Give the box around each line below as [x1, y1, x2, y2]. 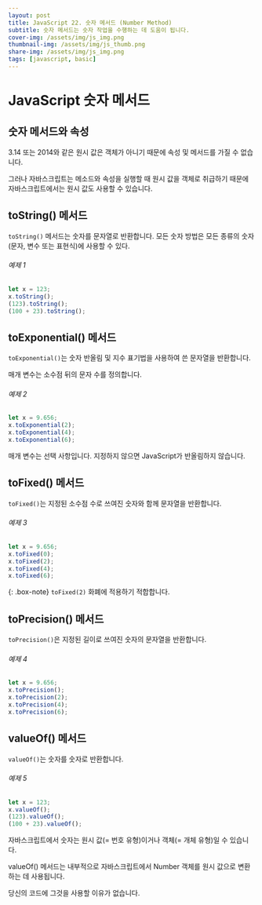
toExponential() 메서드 [8, 330, 117, 344]
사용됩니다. [31, 872, 65, 881]
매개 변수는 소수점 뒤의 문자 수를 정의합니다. [8, 370, 143, 379]
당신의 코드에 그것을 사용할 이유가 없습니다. [8, 889, 140, 898]
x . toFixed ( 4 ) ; [8, 564, 55, 573]
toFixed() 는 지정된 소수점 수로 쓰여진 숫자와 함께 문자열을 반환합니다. [8, 498, 222, 508]
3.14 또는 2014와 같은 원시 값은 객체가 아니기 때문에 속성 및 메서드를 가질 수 [8, 147, 239, 157]
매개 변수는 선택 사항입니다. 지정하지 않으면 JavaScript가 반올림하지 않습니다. [8, 451, 246, 460]
